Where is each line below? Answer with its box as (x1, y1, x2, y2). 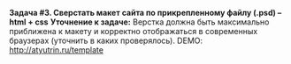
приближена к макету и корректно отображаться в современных (9, 26, 258, 36)
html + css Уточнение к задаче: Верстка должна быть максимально (9, 17, 270, 27)
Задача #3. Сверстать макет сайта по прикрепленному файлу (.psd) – (9, 8, 282, 18)
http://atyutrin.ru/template (9, 45, 104, 55)
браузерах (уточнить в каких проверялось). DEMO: (9, 35, 203, 46)
